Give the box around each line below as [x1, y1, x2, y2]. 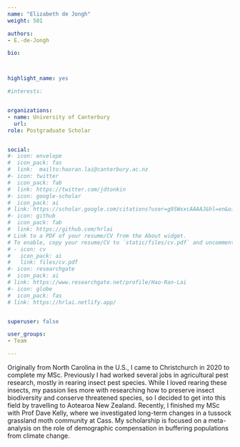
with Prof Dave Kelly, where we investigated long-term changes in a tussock [7, 408, 232, 417]
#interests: [7, 88, 43, 95]
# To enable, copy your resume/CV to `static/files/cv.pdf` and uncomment [7, 238, 235, 246]
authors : [7, 30, 34, 37]
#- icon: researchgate [7, 266, 75, 273]
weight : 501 [7, 17, 43, 24]
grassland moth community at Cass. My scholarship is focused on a [7, 416, 207, 425]
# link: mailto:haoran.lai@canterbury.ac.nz [7, 166, 149, 174]
